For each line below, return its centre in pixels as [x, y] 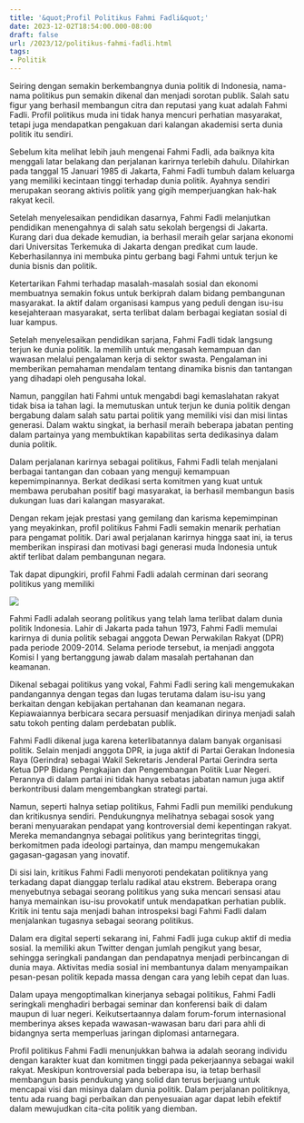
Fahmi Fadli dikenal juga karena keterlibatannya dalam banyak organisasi [146, 740]
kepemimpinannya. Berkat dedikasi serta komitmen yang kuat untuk [136, 481]
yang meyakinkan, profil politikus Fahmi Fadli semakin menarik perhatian [145, 527]
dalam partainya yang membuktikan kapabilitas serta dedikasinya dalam [144, 434]
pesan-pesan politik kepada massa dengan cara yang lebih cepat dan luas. [150, 977]
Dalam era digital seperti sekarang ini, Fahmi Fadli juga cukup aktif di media [151, 938]
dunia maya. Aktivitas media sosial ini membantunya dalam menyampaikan [149, 967]
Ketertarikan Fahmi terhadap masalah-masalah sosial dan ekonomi [134, 283]
